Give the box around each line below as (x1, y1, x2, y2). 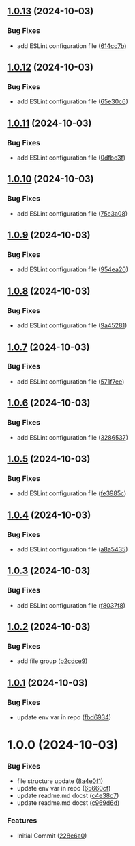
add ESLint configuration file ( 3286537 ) (16, 433, 128, 441)
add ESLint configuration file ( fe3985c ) (16, 489, 127, 497)
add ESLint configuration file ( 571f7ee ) (16, 377, 125, 386)
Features (7, 816, 37, 825)
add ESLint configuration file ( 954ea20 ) (16, 265, 128, 273)
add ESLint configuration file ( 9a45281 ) (16, 321, 127, 329)
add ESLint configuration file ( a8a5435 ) (16, 545, 128, 553)
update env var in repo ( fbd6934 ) (16, 712, 111, 721)
